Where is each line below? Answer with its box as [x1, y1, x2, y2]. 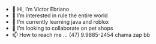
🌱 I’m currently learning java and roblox [11, 18, 109, 25]
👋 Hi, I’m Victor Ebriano [11, 6, 70, 12]
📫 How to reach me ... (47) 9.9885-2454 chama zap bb [11, 32, 151, 38]
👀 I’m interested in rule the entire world [11, 12, 108, 19]
